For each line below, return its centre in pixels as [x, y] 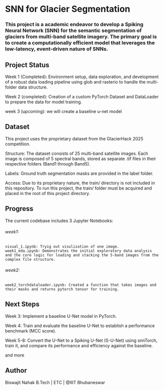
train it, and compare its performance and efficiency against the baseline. [79, 345]
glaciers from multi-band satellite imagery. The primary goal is [81, 37]
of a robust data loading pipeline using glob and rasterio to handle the [75, 82]
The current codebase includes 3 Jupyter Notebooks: [59, 221]
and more [15, 355]
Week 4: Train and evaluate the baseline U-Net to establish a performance [80, 326]
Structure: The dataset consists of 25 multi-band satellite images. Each [77, 153]
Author [16, 371]
